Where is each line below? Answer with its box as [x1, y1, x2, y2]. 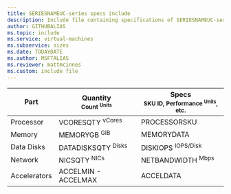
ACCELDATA [140, 171, 181, 181]
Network [10, 155, 39, 164]
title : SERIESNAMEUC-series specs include [7, 10, 131, 17]
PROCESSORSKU [140, 117, 197, 127]
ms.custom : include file [7, 67, 78, 74]
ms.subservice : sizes [7, 42, 69, 49]
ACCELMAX [58, 175, 98, 185]
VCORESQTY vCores [58, 116, 122, 127]
